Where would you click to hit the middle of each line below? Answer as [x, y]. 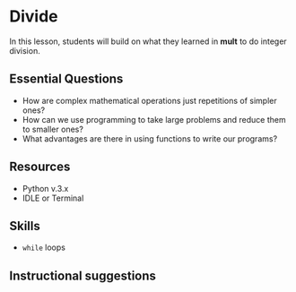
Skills [25, 226]
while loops [44, 247]
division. [25, 50]
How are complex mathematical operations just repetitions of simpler [149, 100]
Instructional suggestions [83, 275]
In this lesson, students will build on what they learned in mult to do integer [148, 41]
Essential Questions [66, 79]
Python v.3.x [45, 188]
